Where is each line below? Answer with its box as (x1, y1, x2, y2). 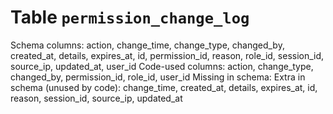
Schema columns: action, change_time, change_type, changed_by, (10, 39, 285, 51)
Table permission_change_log (10, 6, 250, 29)
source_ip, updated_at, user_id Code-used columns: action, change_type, (10, 60, 314, 72)
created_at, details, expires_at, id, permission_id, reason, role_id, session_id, (10, 49, 325, 61)
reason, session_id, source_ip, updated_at (10, 92, 183, 104)
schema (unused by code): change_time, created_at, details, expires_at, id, (10, 81, 318, 93)
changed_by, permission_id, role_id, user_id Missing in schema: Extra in (10, 71, 306, 83)
